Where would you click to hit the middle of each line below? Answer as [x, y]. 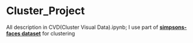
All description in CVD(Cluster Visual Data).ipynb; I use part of [82, 27]
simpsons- [173, 27]
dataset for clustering [49, 33]
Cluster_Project [46, 11]
